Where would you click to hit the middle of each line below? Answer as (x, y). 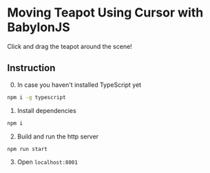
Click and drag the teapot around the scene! (70, 46)
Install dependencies (47, 110)
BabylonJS (39, 27)
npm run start (28, 149)
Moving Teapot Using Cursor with (105, 13)
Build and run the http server (57, 136)
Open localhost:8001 (47, 162)
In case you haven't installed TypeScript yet (79, 85)
